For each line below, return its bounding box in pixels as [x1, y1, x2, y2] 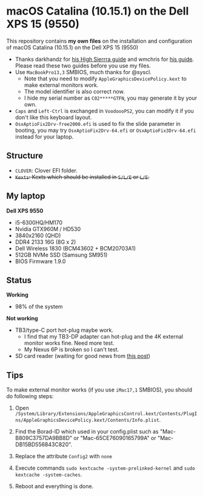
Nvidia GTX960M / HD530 [15, 225, 81, 232]
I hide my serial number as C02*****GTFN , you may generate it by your [24, 94, 198, 102]
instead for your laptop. [15, 133, 74, 140]
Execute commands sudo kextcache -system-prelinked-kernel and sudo [15, 464, 195, 472]
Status [6, 275, 32, 285]
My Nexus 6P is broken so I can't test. [24, 346, 119, 353]
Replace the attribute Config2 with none [15, 453, 113, 460]
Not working [6, 315, 38, 322]
